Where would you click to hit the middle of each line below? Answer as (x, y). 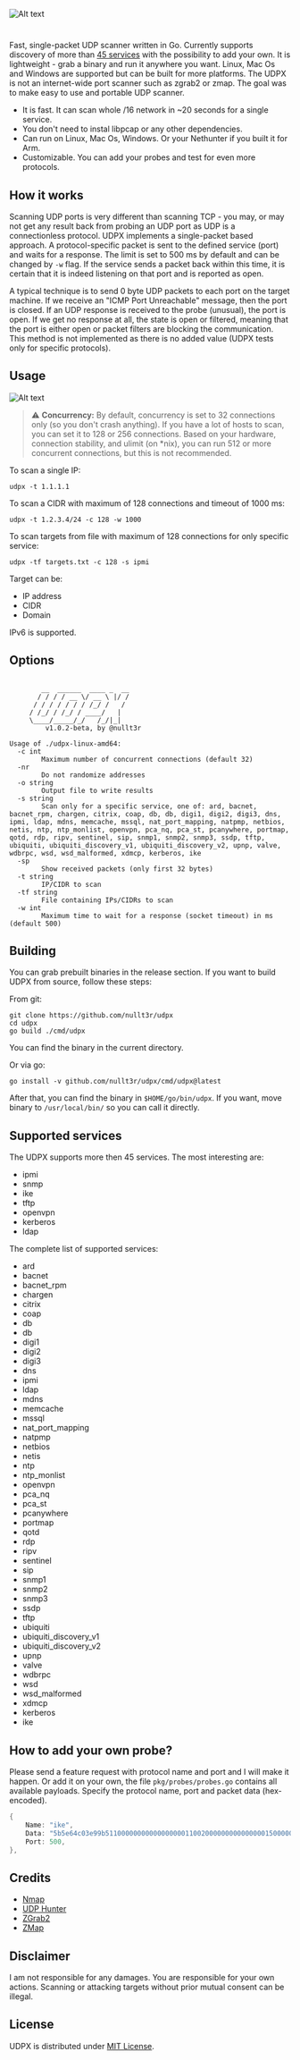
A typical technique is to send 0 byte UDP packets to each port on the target (150, 291)
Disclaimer (40, 1956)
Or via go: (27, 1065)
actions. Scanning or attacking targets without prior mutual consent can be (147, 1987)
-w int (29, 908)
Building (33, 951)
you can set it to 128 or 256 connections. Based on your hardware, (154, 434)
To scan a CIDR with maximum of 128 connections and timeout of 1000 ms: (147, 503)
